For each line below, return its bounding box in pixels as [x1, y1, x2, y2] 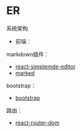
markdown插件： [6, 50, 50, 58]
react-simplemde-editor [15, 62, 76, 70]
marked [15, 69, 35, 76]
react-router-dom [15, 119, 60, 126]
